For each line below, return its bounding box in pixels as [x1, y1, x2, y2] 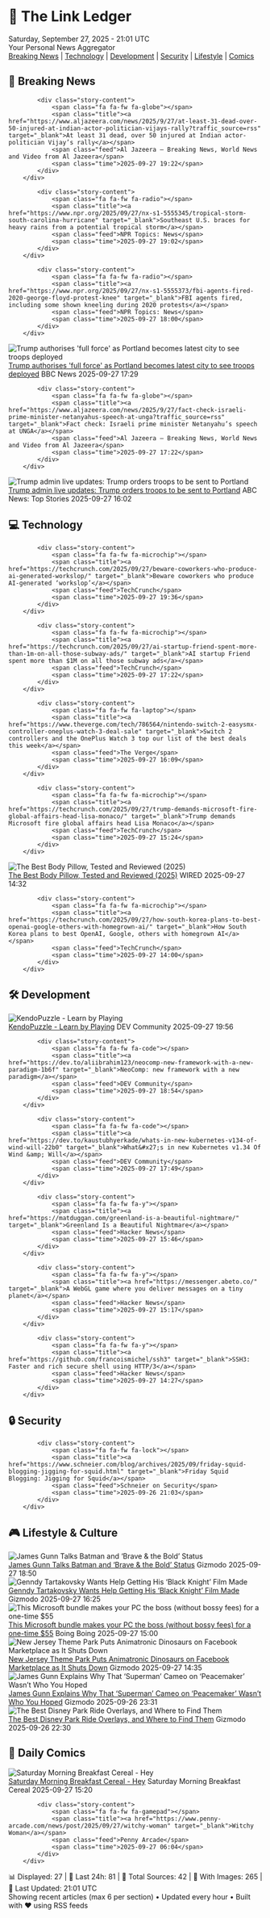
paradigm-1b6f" [8, 1066, 60, 1074]
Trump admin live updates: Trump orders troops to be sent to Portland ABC [8, 485, 258, 495]
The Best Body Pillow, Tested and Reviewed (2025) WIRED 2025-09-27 [8, 870, 246, 879]
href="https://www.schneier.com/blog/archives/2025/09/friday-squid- [8, 1461, 247, 1469]
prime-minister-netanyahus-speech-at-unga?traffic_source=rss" [8, 413, 226, 421]
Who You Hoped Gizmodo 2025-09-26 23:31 [8, 1698, 158, 1706]
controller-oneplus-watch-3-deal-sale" [8, 727, 143, 736]
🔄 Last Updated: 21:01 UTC [8, 1883, 98, 1893]
